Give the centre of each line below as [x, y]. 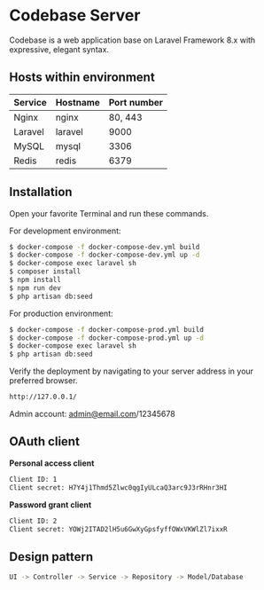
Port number [136, 102]
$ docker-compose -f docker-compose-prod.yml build [106, 329]
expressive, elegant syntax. [59, 49]
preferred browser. [43, 381]
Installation [41, 192]
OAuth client [44, 441]
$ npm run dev [35, 288]
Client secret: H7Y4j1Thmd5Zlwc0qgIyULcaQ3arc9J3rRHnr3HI [118, 488]
